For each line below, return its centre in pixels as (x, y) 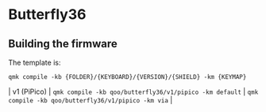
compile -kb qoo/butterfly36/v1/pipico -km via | (91, 100)
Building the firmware (63, 44)
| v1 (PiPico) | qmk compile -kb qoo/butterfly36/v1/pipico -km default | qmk (133, 91)
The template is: (35, 62)
